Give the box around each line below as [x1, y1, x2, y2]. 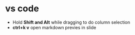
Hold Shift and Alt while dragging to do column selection [12, 19, 130, 25]
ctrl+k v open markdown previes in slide [12, 24, 96, 30]
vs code [5, 3, 39, 14]
